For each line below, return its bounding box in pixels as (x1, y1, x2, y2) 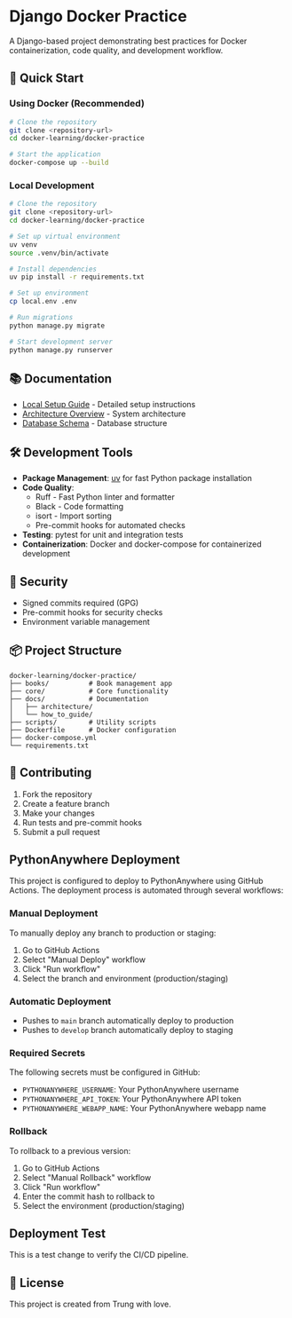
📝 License (9, 1275, 65, 1290)
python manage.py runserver (9, 345, 114, 354)
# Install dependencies (9, 264, 98, 273)
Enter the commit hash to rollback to (21, 1191, 155, 1202)
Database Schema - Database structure (21, 418, 168, 429)
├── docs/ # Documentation (9, 694, 149, 703)
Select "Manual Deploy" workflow (21, 954, 146, 965)
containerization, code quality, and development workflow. (9, 44, 224, 55)
